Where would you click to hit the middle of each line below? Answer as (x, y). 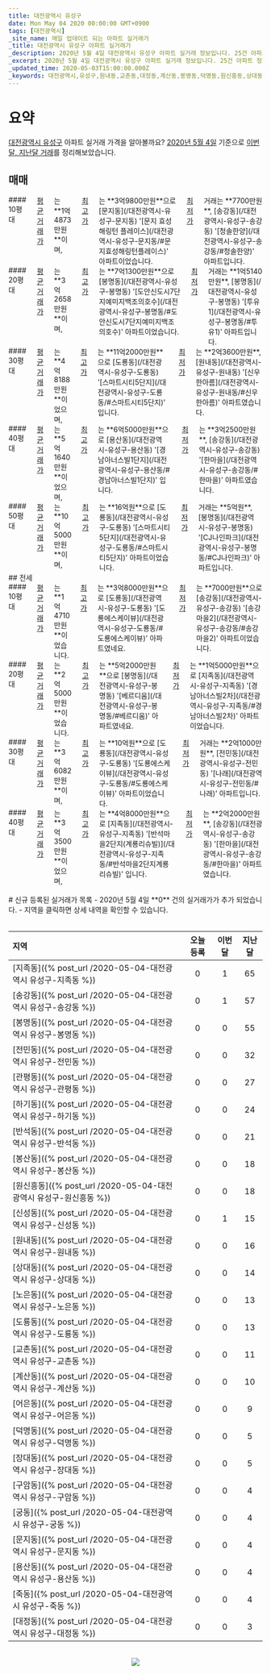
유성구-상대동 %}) (63, 1280)
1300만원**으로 (150, 272)
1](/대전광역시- (232, 312)
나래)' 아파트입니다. (230, 793)
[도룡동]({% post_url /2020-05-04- (81, 1322)
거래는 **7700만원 (233, 201)
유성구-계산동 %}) (63, 1389)
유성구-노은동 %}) (63, 1307)
